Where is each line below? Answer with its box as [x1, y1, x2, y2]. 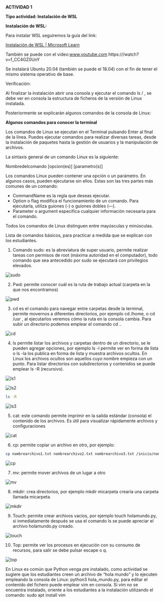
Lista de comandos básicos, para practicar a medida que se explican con [5, 232, 152, 238]
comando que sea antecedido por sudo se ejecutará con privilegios [12, 257, 148, 263]
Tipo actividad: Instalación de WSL [5, 14, 77, 19]
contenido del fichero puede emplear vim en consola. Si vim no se [5, 581, 138, 587]
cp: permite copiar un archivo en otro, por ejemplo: [12, 442, 115, 448]
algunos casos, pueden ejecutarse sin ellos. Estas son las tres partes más [5, 178, 153, 184]
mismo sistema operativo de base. [5, 71, 74, 77]
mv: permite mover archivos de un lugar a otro [12, 470, 106, 476]
